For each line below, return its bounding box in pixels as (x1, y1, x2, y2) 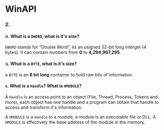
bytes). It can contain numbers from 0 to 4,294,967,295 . (5, 49, 122, 55)
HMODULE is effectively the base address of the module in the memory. (5, 119, 146, 125)
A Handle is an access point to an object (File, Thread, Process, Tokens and (5, 94, 158, 99)
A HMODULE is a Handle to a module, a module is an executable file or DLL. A (5, 114, 156, 120)
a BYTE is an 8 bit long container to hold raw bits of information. (5, 71, 134, 77)
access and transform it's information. (5, 104, 83, 110)
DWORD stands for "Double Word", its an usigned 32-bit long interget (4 (5, 44, 147, 50)
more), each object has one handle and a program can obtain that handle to (5, 99, 159, 105)
